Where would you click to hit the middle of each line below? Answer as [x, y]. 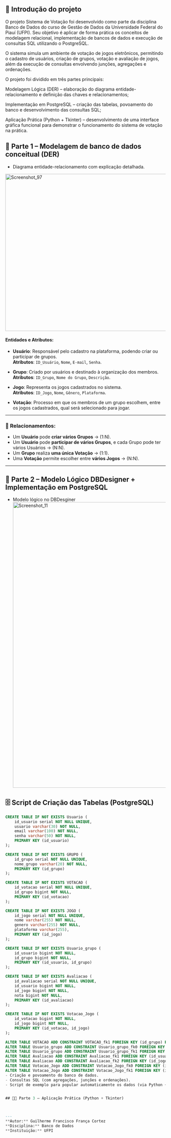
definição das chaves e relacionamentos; [85, 94]
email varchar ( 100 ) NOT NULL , [47, 831]
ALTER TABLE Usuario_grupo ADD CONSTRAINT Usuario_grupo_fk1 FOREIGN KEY [85, 1051]
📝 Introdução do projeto [44, 9]
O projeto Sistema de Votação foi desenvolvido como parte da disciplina [81, 21]
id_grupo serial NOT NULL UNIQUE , [51, 859]
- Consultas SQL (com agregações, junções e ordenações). [68, 1080]
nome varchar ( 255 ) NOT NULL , [45, 920]
